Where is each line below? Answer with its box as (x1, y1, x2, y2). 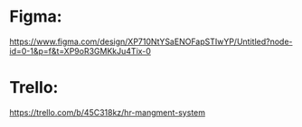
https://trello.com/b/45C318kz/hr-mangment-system (9, 106, 206, 118)
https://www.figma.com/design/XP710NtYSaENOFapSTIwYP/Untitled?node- (9, 36, 293, 47)
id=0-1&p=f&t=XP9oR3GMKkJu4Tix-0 (9, 45, 152, 56)
